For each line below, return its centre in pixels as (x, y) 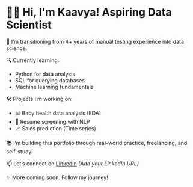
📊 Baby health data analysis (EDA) (58, 113)
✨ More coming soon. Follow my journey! (57, 177)
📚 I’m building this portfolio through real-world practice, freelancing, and (97, 143)
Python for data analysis (45, 74)
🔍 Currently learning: (33, 60)
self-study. (20, 151)
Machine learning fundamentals (54, 87)
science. (17, 48)
